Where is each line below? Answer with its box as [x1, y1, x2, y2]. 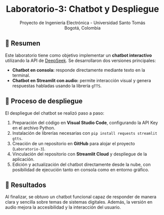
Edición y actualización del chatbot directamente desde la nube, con [12, 161, 151, 167]
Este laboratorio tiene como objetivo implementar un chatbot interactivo [5, 52, 152, 58]
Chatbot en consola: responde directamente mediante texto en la [12, 67, 145, 73]
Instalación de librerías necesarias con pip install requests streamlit [12, 130, 158, 136]
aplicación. [12, 156, 35, 162]
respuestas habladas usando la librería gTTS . [12, 83, 102, 89]
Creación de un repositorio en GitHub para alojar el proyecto [12, 140, 135, 146]
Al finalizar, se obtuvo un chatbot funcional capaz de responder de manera [5, 194, 157, 200]
